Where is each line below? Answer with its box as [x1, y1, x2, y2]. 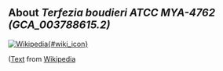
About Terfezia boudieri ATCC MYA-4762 [8, 6, 216, 20]
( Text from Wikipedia [8, 54, 76, 63]
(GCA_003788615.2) [8, 19, 111, 32]
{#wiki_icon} [47, 39, 89, 48]
